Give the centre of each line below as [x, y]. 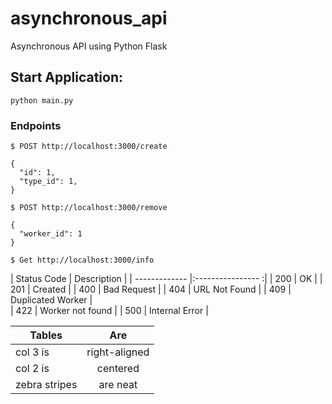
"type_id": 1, [48, 182]
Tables [46, 335]
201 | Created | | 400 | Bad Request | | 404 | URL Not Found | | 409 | [151, 289]
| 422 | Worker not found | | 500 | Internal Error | [109, 311]
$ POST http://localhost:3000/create [89, 147]
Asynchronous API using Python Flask [89, 46]
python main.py [42, 100]
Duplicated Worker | [51, 300]
